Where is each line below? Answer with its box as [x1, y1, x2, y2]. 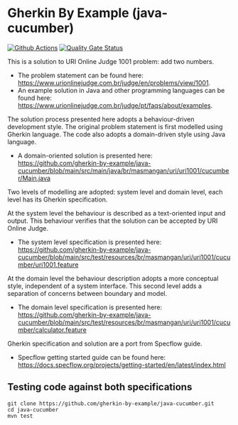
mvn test [7, 412, 33, 419]
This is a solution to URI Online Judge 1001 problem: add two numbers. [7, 57, 215, 65]
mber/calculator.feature [17, 325, 87, 334]
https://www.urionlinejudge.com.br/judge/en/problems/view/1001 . [17, 78, 211, 87]
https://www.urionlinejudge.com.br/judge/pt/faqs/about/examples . [17, 101, 213, 109]
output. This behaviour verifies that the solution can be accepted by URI [7, 216, 218, 225]
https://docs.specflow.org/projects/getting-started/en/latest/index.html [17, 360, 226, 369]
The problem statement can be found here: [17, 71, 144, 79]
